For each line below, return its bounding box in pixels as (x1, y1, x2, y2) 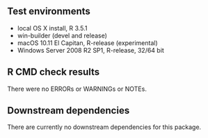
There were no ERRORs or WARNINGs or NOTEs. (7, 85, 147, 93)
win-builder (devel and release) (17, 31, 108, 40)
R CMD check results (7, 66, 100, 78)
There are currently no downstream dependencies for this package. (7, 123, 202, 131)
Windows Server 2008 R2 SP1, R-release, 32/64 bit (17, 46, 165, 54)
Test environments (7, 6, 90, 17)
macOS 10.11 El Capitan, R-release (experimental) (17, 38, 158, 47)
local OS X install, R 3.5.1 (17, 24, 88, 32)
